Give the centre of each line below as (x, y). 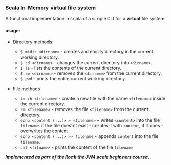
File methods (26, 89)
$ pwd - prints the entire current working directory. (73, 78)
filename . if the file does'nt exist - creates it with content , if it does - (92, 125)
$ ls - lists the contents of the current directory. (71, 68)
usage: (13, 30)
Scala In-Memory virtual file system (51, 8)
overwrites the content (44, 131)
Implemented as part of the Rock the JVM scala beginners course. (77, 157)
